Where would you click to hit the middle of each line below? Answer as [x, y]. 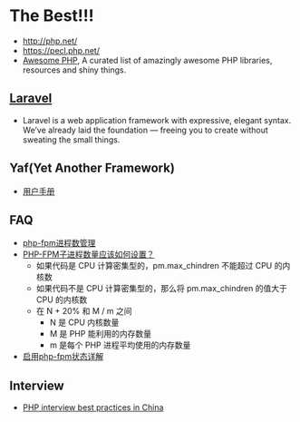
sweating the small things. [71, 139]
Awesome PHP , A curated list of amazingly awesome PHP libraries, [147, 60]
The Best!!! [52, 16]
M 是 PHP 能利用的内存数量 [101, 334]
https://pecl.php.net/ [61, 50]
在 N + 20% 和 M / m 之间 [84, 311]
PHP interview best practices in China [93, 407]
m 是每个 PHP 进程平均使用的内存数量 [120, 345]
